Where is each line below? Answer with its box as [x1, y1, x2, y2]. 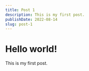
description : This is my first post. [5, 12, 85, 17]
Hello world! [5, 44, 57, 55]
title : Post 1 [5, 7, 35, 13]
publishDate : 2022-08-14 [5, 17, 58, 22]
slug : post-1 [5, 21, 33, 27]
